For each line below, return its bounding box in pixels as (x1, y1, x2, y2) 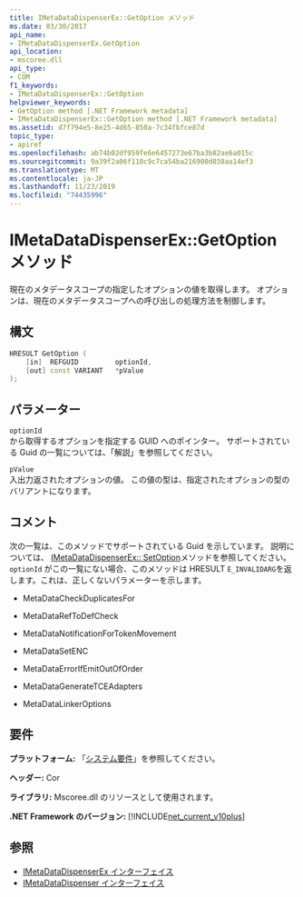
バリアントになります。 (9, 485, 97, 496)
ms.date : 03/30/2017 (9, 22, 88, 31)
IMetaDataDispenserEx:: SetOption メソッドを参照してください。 (51, 552, 292, 563)
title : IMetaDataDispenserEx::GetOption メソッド (9, 13, 195, 23)
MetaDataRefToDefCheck (22, 610, 119, 621)
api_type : (9, 65, 47, 74)
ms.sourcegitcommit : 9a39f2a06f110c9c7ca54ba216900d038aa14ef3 (9, 156, 254, 166)
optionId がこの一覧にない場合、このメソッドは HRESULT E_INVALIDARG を (9, 563, 284, 573)
